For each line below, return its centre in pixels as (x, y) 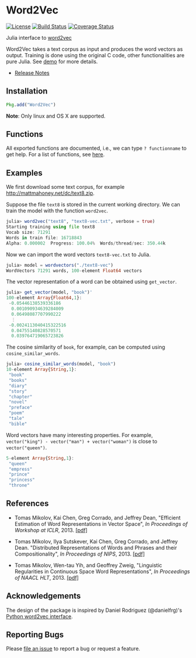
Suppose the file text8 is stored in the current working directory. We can (93, 205)
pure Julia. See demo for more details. (52, 61)
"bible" (18, 424)
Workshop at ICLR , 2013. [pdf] (51, 530)
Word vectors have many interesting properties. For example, (80, 435)
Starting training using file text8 (50, 227)
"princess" (22, 480)
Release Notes (32, 73)
